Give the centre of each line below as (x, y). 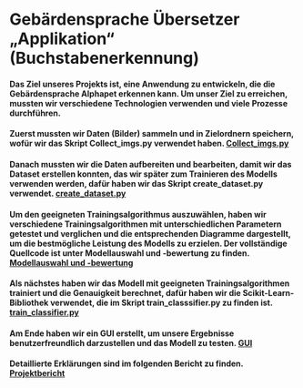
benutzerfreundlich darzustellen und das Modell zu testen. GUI (131, 342)
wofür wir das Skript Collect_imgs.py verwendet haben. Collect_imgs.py (149, 143)
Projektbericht (37, 373)
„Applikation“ (62, 39)
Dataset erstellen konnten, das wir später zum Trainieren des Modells (143, 174)
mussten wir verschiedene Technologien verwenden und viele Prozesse (149, 103)
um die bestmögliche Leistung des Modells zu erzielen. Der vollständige (149, 243)
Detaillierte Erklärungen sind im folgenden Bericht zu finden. (126, 363)
